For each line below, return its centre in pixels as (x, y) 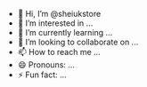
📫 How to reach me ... (59, 52)
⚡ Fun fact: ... (42, 75)
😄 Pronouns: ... (46, 65)
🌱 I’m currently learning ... (65, 32)
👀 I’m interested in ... (55, 23)
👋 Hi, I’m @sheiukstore (59, 14)
